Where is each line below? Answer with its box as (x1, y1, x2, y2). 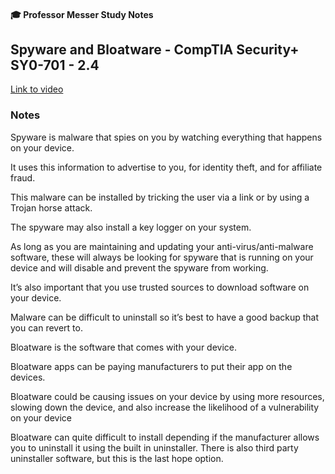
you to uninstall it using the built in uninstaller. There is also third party (10, 441, 299, 454)
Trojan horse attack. (10, 201, 93, 214)
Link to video (10, 83, 64, 95)
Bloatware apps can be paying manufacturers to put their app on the (10, 360, 293, 372)
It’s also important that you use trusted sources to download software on (10, 281, 310, 293)
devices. (10, 371, 46, 383)
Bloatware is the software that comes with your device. (10, 341, 238, 353)
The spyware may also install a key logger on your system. (10, 221, 252, 233)
